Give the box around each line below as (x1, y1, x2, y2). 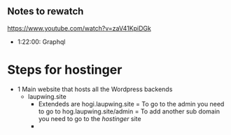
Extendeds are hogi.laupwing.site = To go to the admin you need (38, 100, 225, 108)
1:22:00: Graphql (17, 38, 66, 46)
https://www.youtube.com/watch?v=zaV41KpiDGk (7, 24, 152, 32)
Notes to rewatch (7, 6, 84, 17)
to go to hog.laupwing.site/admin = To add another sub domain (38, 107, 220, 116)
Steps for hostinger (7, 62, 122, 77)
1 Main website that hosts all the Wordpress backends (17, 85, 173, 93)
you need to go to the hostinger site (38, 114, 141, 122)
